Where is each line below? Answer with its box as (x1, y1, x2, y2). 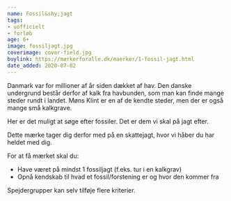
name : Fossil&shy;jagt (7, 10, 73, 17)
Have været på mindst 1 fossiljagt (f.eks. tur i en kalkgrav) (17, 165, 182, 173)
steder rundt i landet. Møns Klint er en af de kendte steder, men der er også (7, 96, 224, 105)
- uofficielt (7, 23, 45, 30)
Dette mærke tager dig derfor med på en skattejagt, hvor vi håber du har (7, 131, 215, 139)
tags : (7, 17, 23, 24)
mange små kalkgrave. (7, 103, 72, 112)
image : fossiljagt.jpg (7, 43, 73, 50)
